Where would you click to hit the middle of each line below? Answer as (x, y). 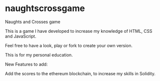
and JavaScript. (21, 36)
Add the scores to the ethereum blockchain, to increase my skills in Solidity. (80, 73)
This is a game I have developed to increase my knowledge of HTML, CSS (79, 31)
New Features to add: (26, 64)
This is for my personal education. (39, 55)
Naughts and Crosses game (33, 22)
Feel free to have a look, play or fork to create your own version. (69, 45)
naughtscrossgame (45, 8)
